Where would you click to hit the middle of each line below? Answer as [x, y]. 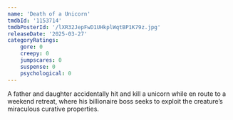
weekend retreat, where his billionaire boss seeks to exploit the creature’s [115, 101]
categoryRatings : [33, 40]
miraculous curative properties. [53, 109]
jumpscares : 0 [41, 60]
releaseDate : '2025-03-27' [47, 34]
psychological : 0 [46, 73]
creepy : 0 [35, 54]
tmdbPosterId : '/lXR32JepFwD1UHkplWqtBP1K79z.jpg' [84, 27]
